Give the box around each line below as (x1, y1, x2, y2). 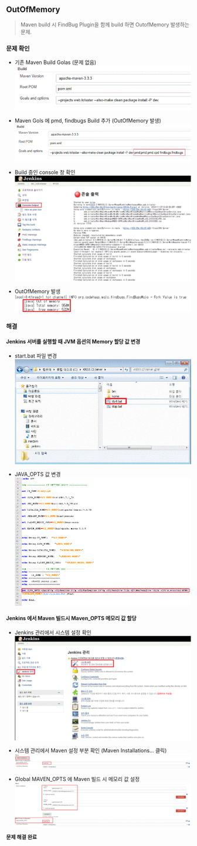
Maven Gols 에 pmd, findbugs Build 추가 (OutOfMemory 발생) (14, 117, 161, 124)
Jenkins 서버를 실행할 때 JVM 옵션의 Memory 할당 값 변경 (6, 338, 141, 345)
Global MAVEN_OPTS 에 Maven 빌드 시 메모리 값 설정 (14, 775, 140, 782)
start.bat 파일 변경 (14, 352, 57, 359)
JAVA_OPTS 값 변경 (14, 470, 61, 477)
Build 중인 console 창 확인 (14, 168, 76, 175)
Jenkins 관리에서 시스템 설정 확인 (14, 628, 92, 636)
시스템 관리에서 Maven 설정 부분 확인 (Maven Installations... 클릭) (14, 747, 167, 754)
